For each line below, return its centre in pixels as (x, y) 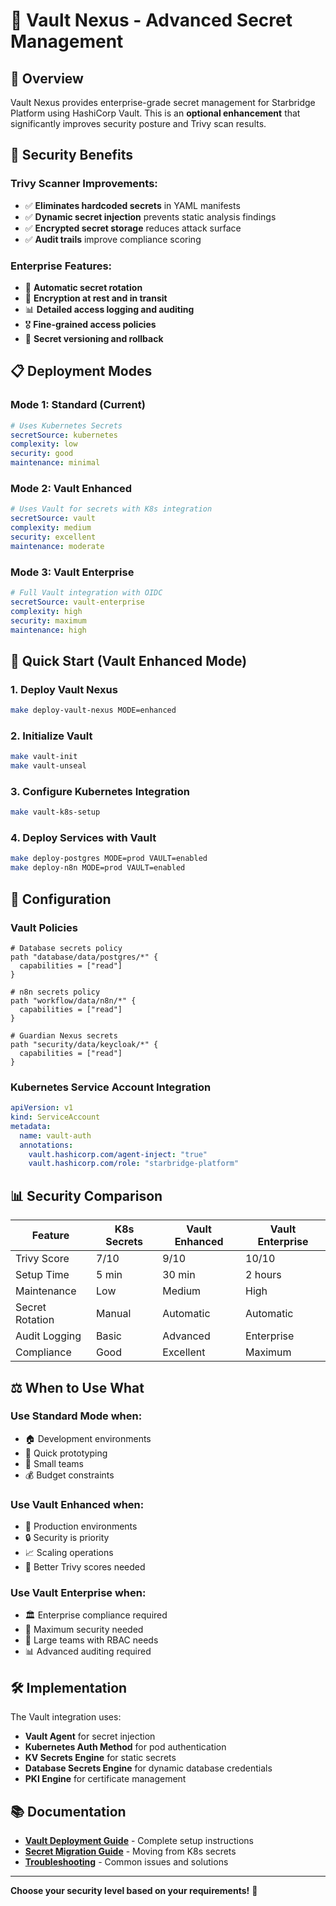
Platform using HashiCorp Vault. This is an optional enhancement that (155, 113)
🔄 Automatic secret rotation (83, 287)
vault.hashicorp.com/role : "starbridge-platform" (134, 1164)
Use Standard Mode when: (76, 1416)
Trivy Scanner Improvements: (84, 184)
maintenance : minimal (55, 463)
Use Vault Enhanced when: (77, 1504)
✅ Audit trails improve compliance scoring (113, 239)
